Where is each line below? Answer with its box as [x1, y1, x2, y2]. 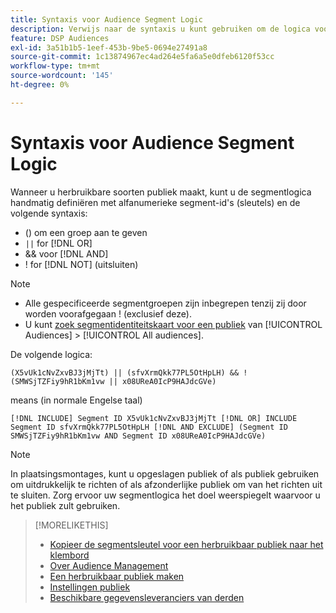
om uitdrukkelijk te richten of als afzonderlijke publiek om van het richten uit [10, 478, 323, 490]
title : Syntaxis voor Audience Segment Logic [10, 14, 203, 25]
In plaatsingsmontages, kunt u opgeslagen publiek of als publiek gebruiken [10, 467, 320, 480]
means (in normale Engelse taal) [10, 394, 143, 406]
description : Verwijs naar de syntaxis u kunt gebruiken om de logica [10, 24, 311, 34]
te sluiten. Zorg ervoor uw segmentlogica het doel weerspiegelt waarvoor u [10, 489, 321, 501]
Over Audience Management [49, 559, 169, 571]
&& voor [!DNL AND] [24, 247, 109, 260]
